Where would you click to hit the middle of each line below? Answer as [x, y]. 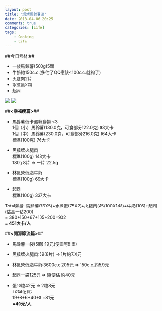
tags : [10, 32]
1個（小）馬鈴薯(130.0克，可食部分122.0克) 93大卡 [63, 127]
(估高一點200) [19, 212]
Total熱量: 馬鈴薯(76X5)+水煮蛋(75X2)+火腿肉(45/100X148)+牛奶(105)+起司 [81, 206]
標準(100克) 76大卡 [31, 140]
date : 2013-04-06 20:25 [29, 19]
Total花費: [22, 291]
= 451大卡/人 [18, 223]
